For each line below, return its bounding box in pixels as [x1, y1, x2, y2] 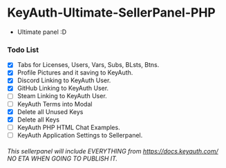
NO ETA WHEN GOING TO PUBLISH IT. [7, 154, 118, 163]
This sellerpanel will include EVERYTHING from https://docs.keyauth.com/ [7, 147, 219, 156]
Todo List [7, 45, 39, 55]
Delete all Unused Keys [17, 107, 84, 115]
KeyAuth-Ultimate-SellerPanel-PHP [7, 5, 216, 21]
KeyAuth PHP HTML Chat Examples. [17, 123, 120, 131]
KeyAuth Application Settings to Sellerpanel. [17, 131, 143, 139]
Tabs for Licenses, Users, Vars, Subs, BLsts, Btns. [17, 61, 160, 69]
